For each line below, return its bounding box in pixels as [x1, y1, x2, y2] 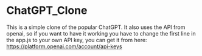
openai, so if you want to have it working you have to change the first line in [6, 30, 196, 37]
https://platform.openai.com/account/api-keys [6, 43, 123, 50]
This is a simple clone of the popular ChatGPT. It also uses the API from [6, 23, 186, 31]
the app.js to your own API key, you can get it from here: [6, 36, 147, 43]
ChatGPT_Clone [6, 4, 88, 17]
